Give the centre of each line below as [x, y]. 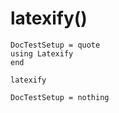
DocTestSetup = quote [55, 45]
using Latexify [42, 53]
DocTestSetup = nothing [60, 97]
